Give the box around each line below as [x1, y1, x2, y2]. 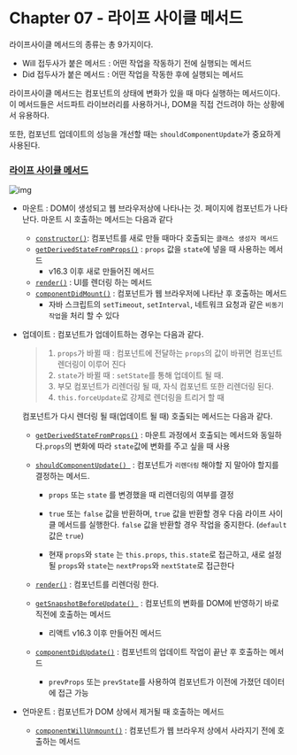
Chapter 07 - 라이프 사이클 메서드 [9, 8, 243, 28]
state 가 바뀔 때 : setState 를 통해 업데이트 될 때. [57, 370, 224, 381]
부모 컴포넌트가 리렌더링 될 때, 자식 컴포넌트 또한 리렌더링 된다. [57, 381, 274, 392]
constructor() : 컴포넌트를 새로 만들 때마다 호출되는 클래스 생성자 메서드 [34, 233, 279, 243]
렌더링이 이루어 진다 [57, 359, 126, 370]
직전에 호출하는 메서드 [34, 609, 112, 620]
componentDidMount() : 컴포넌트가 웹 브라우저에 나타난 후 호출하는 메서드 [34, 289, 287, 299]
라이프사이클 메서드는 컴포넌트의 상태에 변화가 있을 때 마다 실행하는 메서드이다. [9, 88, 281, 98]
